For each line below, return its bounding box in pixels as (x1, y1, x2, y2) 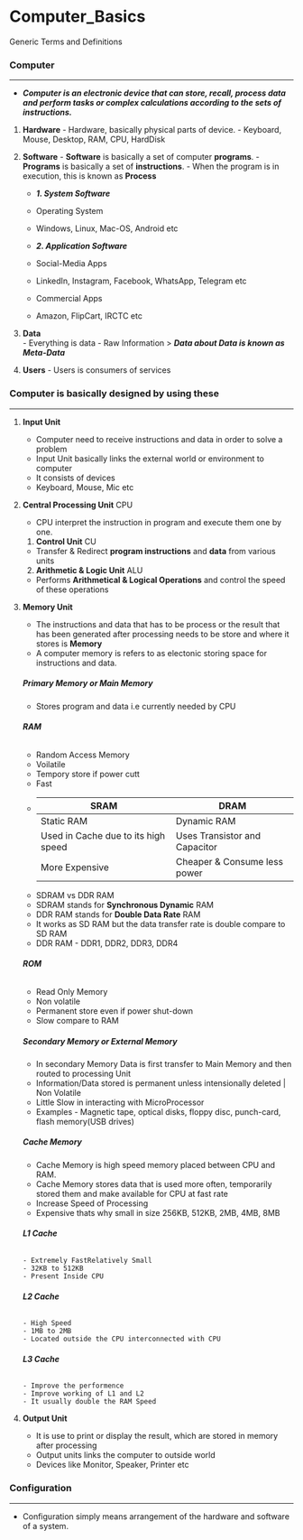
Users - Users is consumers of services (22, 365, 171, 376)
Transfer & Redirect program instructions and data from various (35, 545, 277, 556)
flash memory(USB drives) (35, 1116, 135, 1127)
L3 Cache (22, 1353, 60, 1364)
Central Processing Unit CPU (22, 499, 133, 510)
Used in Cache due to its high (40, 829, 166, 841)
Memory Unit (22, 601, 74, 612)
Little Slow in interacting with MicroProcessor (35, 1097, 205, 1108)
